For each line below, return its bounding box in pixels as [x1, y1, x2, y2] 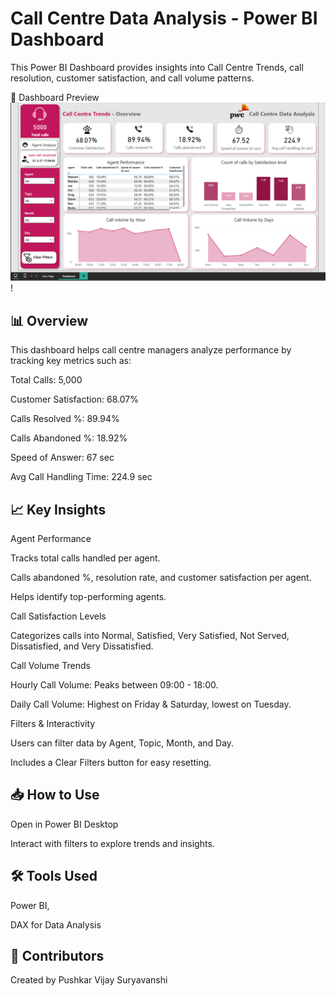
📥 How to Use [10, 787, 100, 804]
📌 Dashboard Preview [10, 91, 100, 103]
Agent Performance [10, 533, 92, 545]
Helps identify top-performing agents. [10, 591, 167, 603]
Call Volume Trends [10, 660, 91, 672]
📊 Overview [10, 312, 89, 329]
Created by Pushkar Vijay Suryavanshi [10, 974, 168, 986]
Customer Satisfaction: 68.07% [10, 393, 139, 406]
